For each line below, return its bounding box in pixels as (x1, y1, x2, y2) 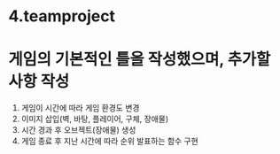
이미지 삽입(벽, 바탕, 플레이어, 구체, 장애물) (20, 113, 169, 125)
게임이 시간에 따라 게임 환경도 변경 (20, 103, 140, 113)
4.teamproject (8, 6, 116, 27)
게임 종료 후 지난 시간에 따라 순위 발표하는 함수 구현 (20, 135, 198, 147)
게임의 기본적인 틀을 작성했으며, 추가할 (8, 50, 271, 70)
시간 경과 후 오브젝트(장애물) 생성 (20, 125, 136, 135)
